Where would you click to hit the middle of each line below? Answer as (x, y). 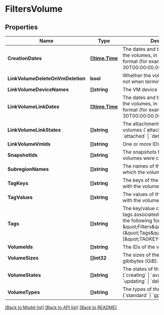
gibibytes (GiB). (141, 261)
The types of (137, 289)
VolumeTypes (24, 292)
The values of (138, 194)
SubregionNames (28, 169)
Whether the (137, 75)
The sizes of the (141, 255)
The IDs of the (139, 247)
